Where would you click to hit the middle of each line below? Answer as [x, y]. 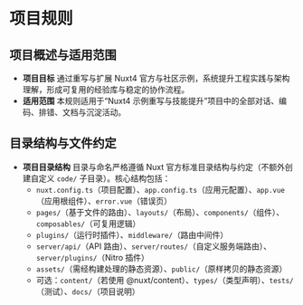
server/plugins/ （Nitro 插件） [92, 257]
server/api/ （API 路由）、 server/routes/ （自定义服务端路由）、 [153, 246]
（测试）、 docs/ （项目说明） [88, 291]
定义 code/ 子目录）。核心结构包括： [104, 178]
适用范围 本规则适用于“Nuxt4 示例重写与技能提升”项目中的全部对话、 [151, 101]
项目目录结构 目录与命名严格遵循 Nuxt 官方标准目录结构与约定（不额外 [153, 167]
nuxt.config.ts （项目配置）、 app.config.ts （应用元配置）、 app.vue [161, 189]
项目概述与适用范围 [63, 55]
